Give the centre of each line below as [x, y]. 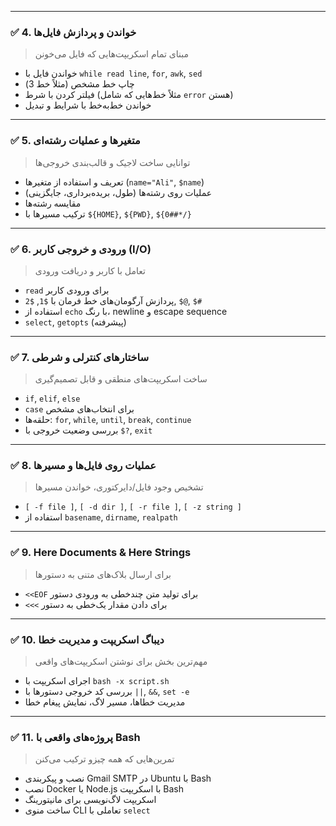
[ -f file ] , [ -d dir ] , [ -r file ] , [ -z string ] [133, 507]
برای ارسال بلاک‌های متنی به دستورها [103, 574]
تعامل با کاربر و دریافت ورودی [90, 270]
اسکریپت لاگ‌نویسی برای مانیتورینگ [90, 800]
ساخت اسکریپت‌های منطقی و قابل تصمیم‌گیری [121, 379]
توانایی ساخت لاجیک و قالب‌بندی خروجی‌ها [112, 162]
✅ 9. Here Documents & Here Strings [101, 553]
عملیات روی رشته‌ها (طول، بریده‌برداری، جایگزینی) [118, 192]
